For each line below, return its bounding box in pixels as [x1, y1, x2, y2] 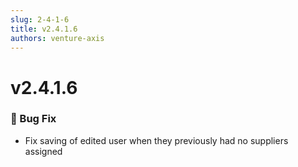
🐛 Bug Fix [10, 112, 57, 126]
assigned [24, 145, 63, 157]
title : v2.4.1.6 [10, 24, 78, 34]
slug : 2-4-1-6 [10, 14, 70, 25]
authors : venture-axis [10, 33, 105, 43]
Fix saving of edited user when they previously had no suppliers [24, 134, 289, 146]
